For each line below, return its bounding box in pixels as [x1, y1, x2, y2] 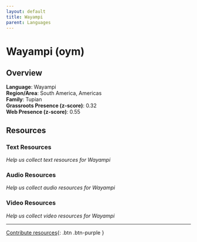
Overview [6, 68, 43, 78]
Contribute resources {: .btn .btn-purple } [6, 229, 104, 236]
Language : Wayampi [6, 83, 57, 91]
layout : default [6, 8, 46, 15]
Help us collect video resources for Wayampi [6, 212, 115, 219]
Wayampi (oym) [6, 45, 85, 58]
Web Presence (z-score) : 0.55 [6, 108, 81, 115]
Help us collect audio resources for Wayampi [6, 184, 116, 191]
